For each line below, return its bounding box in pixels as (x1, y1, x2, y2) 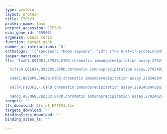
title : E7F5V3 (5, 16, 35, 21)
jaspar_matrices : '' (5, 53, 48, 59)
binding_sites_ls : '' (5, 117, 50, 122)
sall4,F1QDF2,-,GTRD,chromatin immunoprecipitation (9, 85, 119, 90)
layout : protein (5, 12, 39, 17)
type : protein (5, 7, 35, 12)
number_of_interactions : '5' (5, 44, 66, 49)
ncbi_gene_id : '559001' (5, 30, 55, 35)
